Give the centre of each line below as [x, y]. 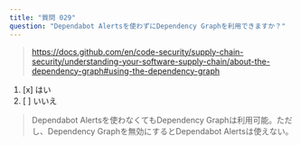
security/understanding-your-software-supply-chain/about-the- [151, 61]
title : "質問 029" [42, 18]
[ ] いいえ [39, 101]
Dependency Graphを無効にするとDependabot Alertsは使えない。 [170, 131]
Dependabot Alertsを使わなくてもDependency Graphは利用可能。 [154, 120]
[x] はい [37, 89]
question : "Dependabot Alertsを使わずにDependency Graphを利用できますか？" [148, 26]
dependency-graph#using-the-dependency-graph [126, 71]
